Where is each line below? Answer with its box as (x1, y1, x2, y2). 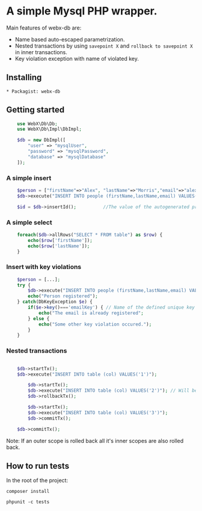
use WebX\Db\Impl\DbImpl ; (17, 126, 82, 132)
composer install (6, 489, 50, 495)
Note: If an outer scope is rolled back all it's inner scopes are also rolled (6, 437, 184, 444)
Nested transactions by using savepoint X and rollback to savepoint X (14, 42, 194, 49)
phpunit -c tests (6, 499, 50, 505)
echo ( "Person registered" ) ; (28, 293, 98, 299)
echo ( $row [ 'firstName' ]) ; (28, 237, 93, 243)
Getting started (6, 105, 65, 115)
